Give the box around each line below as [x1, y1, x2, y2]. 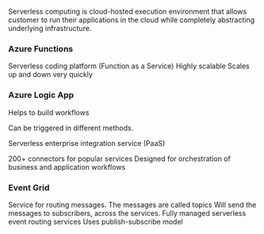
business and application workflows [8, 162, 126, 171]
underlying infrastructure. [8, 24, 92, 33]
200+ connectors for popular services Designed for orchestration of [8, 154, 231, 163]
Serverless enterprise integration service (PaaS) [8, 138, 166, 148]
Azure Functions [8, 43, 74, 54]
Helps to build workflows [8, 107, 90, 117]
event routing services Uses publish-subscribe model [8, 217, 184, 226]
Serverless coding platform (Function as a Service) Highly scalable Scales [8, 61, 250, 71]
